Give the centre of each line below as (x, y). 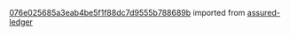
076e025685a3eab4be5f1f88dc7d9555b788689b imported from (127, 13)
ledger (21, 22)
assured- (264, 13)
